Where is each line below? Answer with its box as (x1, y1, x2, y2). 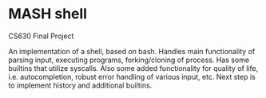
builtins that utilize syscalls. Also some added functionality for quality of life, (8, 63, 259, 73)
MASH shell (8, 5, 88, 23)
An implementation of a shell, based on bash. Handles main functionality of (8, 46, 256, 56)
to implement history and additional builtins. (8, 80, 153, 90)
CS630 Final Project (8, 31, 74, 41)
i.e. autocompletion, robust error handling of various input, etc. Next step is (8, 72, 256, 81)
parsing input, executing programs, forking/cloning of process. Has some (8, 55, 250, 65)
